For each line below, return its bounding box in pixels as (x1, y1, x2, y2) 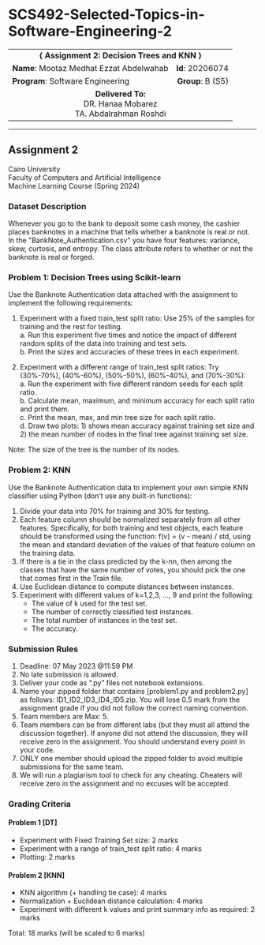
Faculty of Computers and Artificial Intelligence (8, 172, 162, 182)
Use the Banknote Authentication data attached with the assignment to (8, 290, 238, 299)
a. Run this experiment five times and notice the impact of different (19, 330, 237, 340)
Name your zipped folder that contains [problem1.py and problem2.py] (19, 686, 248, 696)
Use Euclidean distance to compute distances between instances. (19, 582, 234, 591)
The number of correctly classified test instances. (31, 606, 193, 617)
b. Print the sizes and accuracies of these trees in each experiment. (19, 347, 240, 357)
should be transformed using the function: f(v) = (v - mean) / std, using (19, 531, 251, 541)
